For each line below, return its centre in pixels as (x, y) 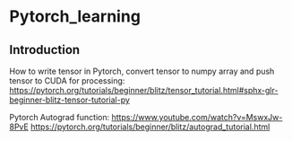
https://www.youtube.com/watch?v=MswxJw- (197, 117)
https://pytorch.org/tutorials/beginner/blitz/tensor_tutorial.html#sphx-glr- (144, 90)
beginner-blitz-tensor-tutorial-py (69, 100)
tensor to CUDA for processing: (67, 81)
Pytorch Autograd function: (60, 117)
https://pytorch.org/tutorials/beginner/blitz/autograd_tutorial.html (150, 127)
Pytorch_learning (75, 17)
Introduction (45, 50)
